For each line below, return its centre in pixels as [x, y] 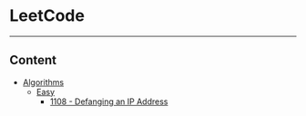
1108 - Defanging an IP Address [109, 101]
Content [33, 60]
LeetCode [47, 16]
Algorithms [43, 82]
